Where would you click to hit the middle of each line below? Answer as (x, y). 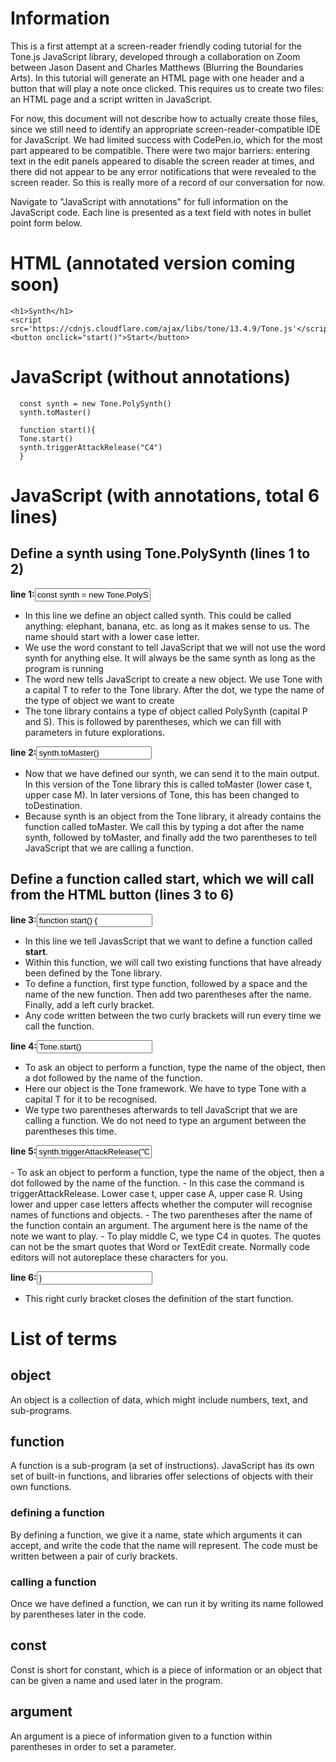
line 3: (23, 919)
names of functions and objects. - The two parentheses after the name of (161, 1214)
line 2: (23, 752)
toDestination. (53, 805)
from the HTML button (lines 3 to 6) (122, 895)
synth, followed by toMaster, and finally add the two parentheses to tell (171, 837)
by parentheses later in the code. (78, 1614)
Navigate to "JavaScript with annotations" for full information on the (149, 201)
